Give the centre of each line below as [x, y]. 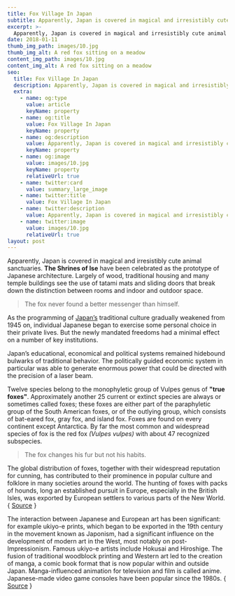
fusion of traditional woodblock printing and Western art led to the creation [115, 556]
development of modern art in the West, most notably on [89, 542]
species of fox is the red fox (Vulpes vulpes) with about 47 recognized [108, 434]
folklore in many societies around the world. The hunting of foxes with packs [117, 484]
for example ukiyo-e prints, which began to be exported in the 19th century [115, 526]
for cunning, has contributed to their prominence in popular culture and [110, 476]
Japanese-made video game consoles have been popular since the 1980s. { [117, 579]
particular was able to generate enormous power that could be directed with [117, 368]
